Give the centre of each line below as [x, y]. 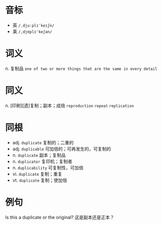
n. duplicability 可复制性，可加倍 [48, 167]
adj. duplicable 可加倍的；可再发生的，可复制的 [62, 149]
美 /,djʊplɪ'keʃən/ [32, 31]
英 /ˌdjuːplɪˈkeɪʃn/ [33, 25]
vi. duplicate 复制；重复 [37, 174]
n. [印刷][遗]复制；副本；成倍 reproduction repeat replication [70, 105]
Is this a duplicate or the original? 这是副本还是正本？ [60, 217]
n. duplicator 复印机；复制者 [42, 161]
